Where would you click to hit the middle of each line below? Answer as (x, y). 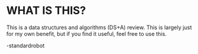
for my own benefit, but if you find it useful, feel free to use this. (86, 33)
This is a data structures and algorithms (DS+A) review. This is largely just (99, 27)
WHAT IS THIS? (46, 11)
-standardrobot (25, 46)
